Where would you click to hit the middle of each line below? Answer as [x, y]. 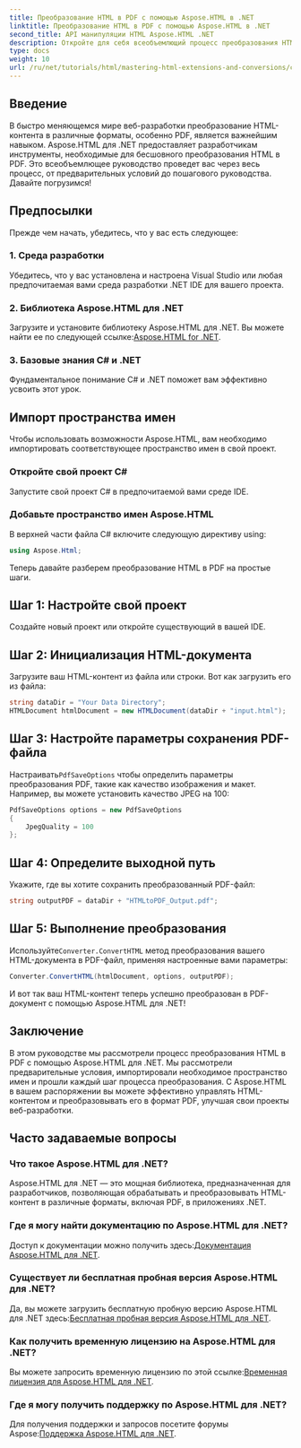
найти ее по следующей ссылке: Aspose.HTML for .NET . [115, 337]
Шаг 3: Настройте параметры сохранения [133, 739]
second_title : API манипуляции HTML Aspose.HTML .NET [112, 34]
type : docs [30, 51]
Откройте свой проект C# [69, 472]
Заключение [47, 1032]
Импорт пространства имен [93, 417]
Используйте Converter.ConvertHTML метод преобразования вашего [138, 950]
